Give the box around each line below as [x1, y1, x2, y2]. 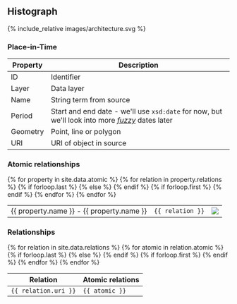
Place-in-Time [7, 42, 58, 51]
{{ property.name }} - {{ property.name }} [11, 206, 147, 216]
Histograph [7, 6, 58, 18]
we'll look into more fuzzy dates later [50, 116, 173, 126]
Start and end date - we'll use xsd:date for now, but [50, 107, 222, 116]
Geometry [11, 127, 44, 137]
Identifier [50, 72, 81, 82]
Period [11, 111, 33, 121]
